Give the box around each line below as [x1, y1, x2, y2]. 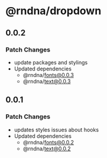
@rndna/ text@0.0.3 [22, 78, 71, 85]
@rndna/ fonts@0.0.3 [22, 71, 74, 78]
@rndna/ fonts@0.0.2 [22, 138, 74, 146]
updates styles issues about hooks [14, 126, 99, 133]
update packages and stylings [14, 59, 88, 66]
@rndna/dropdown [5, 4, 102, 18]
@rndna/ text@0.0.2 [22, 145, 72, 152]
